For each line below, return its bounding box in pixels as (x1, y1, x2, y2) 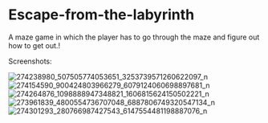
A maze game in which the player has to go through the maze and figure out (8, 32, 260, 42)
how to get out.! (8, 40, 61, 50)
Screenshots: (8, 56, 52, 66)
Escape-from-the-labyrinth (8, 6, 195, 24)
